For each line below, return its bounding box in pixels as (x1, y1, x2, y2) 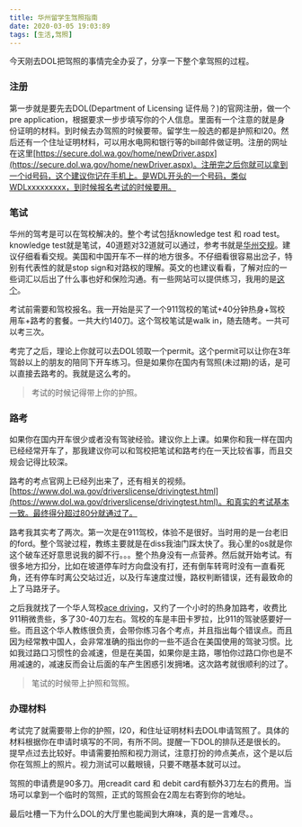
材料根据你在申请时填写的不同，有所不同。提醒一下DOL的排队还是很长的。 (9, 736, 286, 747)
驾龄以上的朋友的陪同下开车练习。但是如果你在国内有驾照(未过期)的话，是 (9, 357, 283, 368)
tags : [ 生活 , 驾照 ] (9, 30, 74, 39)
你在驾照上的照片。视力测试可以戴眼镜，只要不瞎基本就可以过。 (9, 759, 245, 769)
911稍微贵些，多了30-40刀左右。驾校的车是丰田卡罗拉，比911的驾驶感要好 (9, 613, 284, 624)
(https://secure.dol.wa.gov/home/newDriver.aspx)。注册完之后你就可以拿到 (9, 159, 289, 169)
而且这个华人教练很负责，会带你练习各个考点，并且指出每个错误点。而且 (24, 625, 293, 636)
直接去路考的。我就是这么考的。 (16, 368, 136, 378)
